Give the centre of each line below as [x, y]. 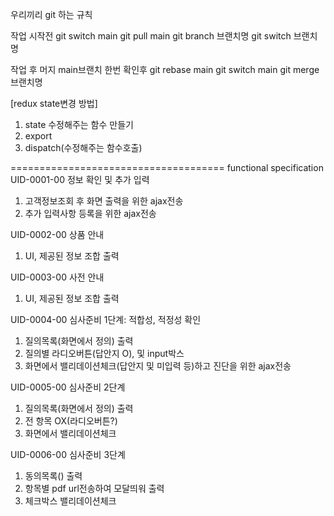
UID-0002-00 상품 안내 [57, 234]
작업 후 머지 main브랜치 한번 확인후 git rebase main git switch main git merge [165, 69]
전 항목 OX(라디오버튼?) [71, 421]
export [38, 136]
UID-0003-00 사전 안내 [57, 277]
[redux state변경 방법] [54, 103]
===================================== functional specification [167, 167]
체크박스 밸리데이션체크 [70, 501]
